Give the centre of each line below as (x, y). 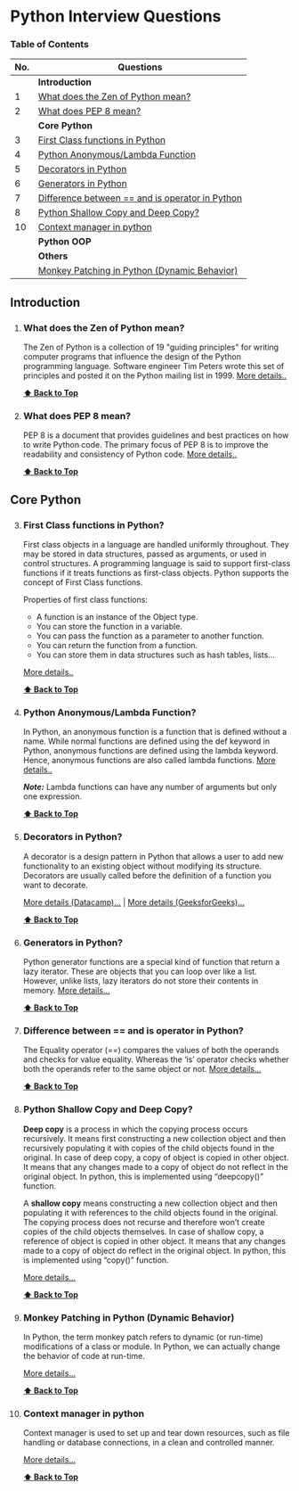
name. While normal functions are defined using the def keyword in (146, 741)
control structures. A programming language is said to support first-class (157, 564)
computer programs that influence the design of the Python (132, 357)
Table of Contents (50, 45)
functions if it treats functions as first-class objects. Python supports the (156, 573)
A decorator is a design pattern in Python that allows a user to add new (153, 856)
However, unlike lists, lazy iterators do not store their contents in (141, 981)
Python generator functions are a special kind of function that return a (151, 962)
